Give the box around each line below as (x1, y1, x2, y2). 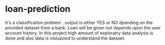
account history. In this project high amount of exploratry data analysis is (5, 30, 154, 36)
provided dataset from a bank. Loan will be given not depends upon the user (5, 24, 161, 30)
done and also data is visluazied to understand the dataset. (5, 35, 125, 41)
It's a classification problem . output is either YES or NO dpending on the (5, 20, 153, 25)
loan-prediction (5, 3, 71, 15)
